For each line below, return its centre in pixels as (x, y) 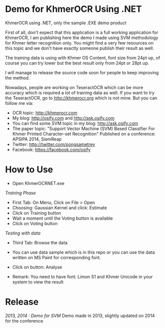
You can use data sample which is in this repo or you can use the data (83, 252)
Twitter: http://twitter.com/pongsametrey (54, 144)
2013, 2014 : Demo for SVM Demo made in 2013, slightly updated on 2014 (80, 316)
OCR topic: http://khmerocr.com (45, 113)
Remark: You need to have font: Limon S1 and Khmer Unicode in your (82, 277)
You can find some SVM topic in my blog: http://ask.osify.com (75, 123)
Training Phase (21, 193)
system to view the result (38, 282)
